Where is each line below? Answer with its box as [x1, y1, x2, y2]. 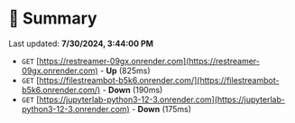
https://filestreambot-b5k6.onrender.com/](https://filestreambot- [39, 74, 280, 85]
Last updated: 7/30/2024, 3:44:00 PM [8, 38, 154, 49]
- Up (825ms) [99, 65, 151, 76]
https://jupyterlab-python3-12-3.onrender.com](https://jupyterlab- [39, 94, 286, 105]
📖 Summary [8, 8, 97, 29]
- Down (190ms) [102, 84, 163, 95]
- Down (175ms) [131, 103, 191, 114]
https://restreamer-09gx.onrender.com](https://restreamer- [39, 55, 261, 66]
